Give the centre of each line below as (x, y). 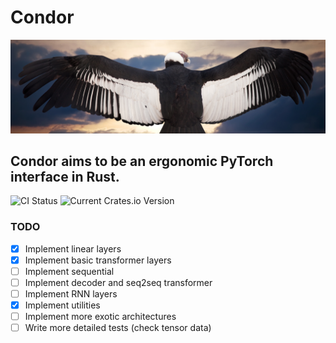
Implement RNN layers (71, 293)
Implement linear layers (73, 248)
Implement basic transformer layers (98, 260)
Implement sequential (69, 271)
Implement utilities (62, 305)
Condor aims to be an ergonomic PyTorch (142, 161)
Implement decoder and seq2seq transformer (118, 282)
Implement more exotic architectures (100, 317)
